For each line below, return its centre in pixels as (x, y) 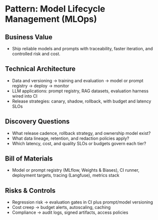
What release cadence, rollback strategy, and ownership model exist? (81, 133)
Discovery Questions (37, 122)
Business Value (29, 37)
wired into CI (25, 96)
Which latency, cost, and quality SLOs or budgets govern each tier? (79, 143)
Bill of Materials (29, 159)
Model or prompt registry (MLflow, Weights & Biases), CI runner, (76, 170)
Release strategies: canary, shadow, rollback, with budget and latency (81, 101)
